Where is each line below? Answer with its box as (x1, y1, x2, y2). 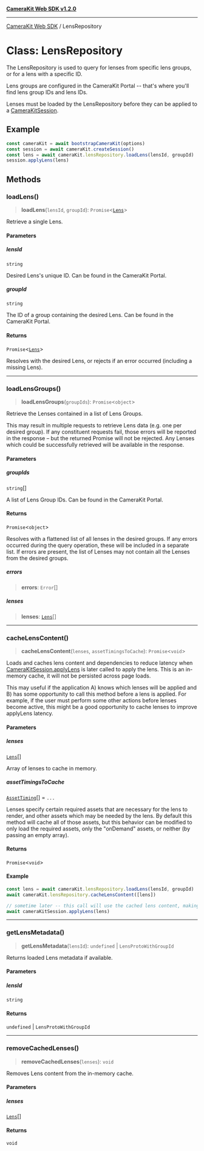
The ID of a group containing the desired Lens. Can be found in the (6, 311, 174, 319)
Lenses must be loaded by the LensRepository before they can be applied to (6, 100, 197, 107)
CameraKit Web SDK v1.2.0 (6, 5, 77, 12)
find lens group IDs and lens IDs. (6, 88, 88, 96)
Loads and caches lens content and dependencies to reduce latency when (6, 659, 193, 667)
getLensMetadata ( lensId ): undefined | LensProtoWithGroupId (21, 942, 174, 949)
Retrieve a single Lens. (6, 218, 63, 225)
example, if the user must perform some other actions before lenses (6, 696, 177, 704)
